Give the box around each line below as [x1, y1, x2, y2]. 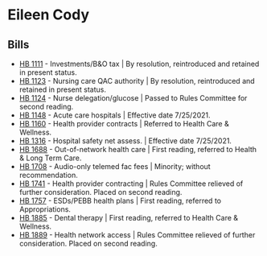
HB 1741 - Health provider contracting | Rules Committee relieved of [18, 179, 244, 188]
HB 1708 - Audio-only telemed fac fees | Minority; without [18, 162, 211, 171]
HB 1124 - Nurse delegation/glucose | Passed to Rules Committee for [18, 93, 248, 102]
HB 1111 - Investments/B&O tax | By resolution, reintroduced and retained [18, 59, 260, 68]
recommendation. [18, 171, 78, 180]
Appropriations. [18, 204, 72, 214]
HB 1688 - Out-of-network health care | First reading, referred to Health [18, 145, 257, 154]
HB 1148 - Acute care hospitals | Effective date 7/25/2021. [18, 110, 211, 120]
